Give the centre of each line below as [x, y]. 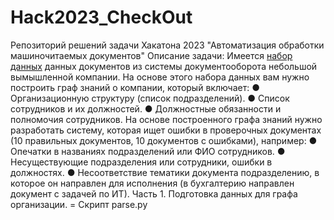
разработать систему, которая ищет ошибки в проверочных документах [166, 130]
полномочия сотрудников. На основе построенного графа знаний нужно [166, 119]
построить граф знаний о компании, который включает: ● [135, 87]
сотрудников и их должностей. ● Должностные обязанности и [146, 108]
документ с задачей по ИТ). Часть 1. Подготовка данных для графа [154, 193]
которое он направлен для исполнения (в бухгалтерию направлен [152, 183]
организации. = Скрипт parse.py [79, 204]
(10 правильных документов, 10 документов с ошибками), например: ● [164, 140]
